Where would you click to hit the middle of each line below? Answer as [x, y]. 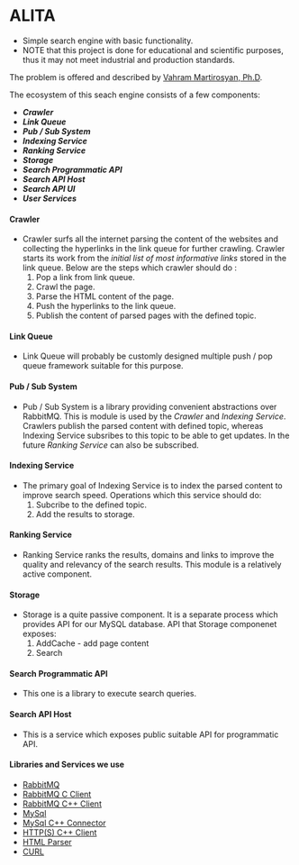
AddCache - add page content [92, 643]
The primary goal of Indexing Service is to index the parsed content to [153, 485]
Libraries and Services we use [67, 765]
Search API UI [49, 188]
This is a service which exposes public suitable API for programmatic [150, 734]
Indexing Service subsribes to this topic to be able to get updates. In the [156, 435]
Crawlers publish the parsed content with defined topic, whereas [143, 425]
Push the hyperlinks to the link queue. [106, 306]
